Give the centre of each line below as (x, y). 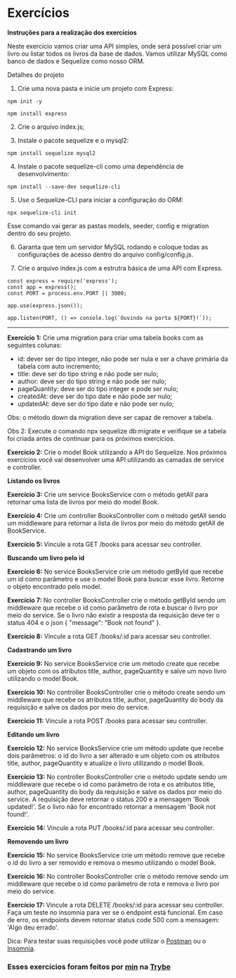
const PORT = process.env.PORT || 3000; (67, 293)
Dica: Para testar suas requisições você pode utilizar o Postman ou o (107, 941)
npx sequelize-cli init (42, 213)
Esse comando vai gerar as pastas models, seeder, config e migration (108, 225)
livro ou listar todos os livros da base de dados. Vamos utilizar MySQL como (117, 54)
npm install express (38, 113)
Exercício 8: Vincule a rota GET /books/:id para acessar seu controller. (110, 636)
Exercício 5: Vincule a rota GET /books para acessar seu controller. (105, 544)
